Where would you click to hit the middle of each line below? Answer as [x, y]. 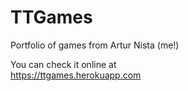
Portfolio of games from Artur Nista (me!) [95, 45]
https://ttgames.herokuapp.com [76, 75]
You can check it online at [63, 64]
